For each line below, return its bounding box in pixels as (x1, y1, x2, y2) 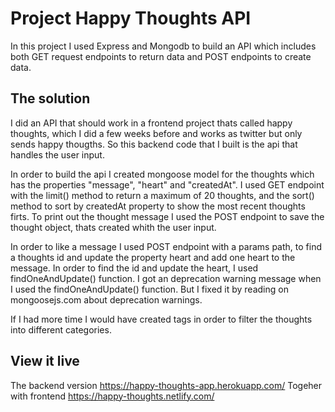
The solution (10, 90, 91, 107)
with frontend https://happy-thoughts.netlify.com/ (10, 390, 215, 402)
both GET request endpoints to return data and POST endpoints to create (10, 50, 312, 62)
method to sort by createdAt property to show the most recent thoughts (10, 200, 306, 212)
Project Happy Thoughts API (10, 7, 252, 30)
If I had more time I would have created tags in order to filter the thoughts (10, 313, 313, 325)
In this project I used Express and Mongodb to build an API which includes (10, 40, 317, 52)
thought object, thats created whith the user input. (10, 221, 217, 233)
